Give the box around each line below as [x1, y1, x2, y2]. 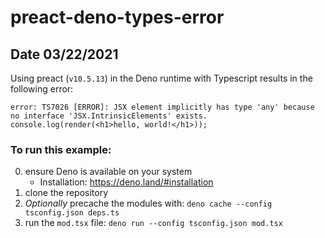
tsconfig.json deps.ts [24, 208, 120, 218]
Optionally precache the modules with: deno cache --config [24, 197, 273, 210]
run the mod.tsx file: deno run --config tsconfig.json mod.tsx [24, 217, 283, 229]
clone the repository [24, 187, 109, 199]
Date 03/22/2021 [10, 46, 119, 63]
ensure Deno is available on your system [24, 166, 193, 178]
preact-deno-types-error [10, 6, 225, 29]
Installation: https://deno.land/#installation [39, 176, 214, 188]
